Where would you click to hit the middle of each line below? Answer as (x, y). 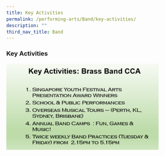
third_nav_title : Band (35, 32)
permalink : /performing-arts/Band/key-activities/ (71, 19)
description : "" (27, 25)
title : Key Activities (35, 13)
